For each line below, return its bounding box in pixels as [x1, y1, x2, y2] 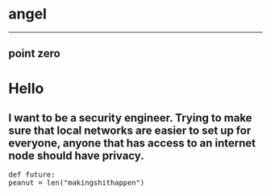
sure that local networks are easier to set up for [8, 123, 252, 137]
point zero [8, 47, 60, 60]
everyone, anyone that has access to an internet [8, 136, 256, 150]
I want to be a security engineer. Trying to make [8, 110, 252, 125]
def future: [8, 170, 56, 180]
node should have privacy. [8, 148, 144, 162]
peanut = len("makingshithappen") [8, 178, 145, 188]
